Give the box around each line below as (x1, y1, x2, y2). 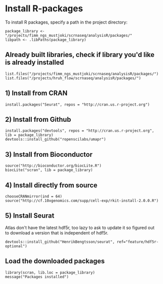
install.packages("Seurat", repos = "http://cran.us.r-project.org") (5, 102, 150, 107)
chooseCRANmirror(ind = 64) (5, 194, 63, 199)
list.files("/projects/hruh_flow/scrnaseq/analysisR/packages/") (5, 76, 141, 81)
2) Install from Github (5, 115, 71, 123)
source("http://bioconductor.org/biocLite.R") (5, 163, 102, 169)
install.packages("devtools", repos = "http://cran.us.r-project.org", (5, 128, 154, 133)
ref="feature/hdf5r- (116, 239, 159, 244)
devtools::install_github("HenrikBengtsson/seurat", (5, 239, 115, 244)
